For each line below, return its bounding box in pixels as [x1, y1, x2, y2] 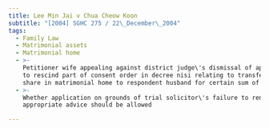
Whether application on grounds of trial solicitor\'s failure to [22, 94, 249, 102]
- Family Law [15, 34, 59, 42]
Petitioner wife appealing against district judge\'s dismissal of [22, 64, 252, 72]
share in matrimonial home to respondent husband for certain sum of [22, 78, 260, 86]
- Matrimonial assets [15, 42, 88, 50]
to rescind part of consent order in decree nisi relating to [22, 71, 235, 79]
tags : [8, 26, 26, 34]
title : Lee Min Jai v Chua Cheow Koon [8, 11, 138, 20]
